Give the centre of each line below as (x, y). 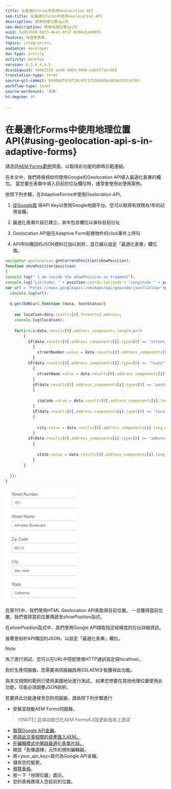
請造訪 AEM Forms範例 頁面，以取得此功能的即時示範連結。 (66, 166)
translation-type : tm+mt (32, 75)
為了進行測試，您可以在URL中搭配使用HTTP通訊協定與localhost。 (74, 659)
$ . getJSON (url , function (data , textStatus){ (58, 304)
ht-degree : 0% (20, 97)
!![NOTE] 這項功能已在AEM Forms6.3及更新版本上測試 (74, 720)
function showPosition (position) (41, 266)
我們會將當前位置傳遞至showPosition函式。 (59, 617)
